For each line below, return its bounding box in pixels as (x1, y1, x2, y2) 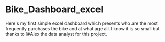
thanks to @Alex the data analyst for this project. (5, 31, 107, 37)
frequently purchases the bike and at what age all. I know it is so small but (5, 25, 160, 31)
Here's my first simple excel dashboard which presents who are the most (5, 20, 158, 26)
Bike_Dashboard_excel (5, 4, 104, 15)
